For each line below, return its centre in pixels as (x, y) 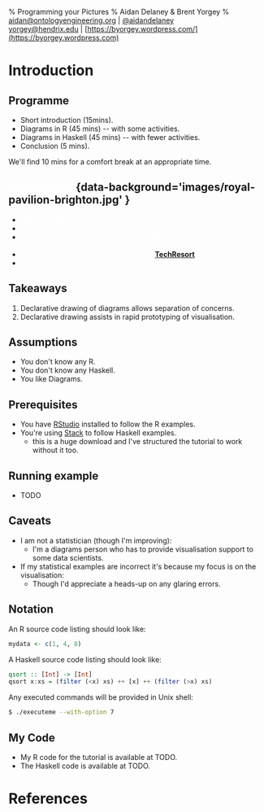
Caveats (30, 521)
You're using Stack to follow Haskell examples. (98, 433)
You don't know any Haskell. (68, 370)
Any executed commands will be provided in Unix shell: (101, 697)
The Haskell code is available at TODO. (85, 766)
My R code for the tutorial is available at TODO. (99, 757)
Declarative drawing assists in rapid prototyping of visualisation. (128, 317)
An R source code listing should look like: (77, 629)
